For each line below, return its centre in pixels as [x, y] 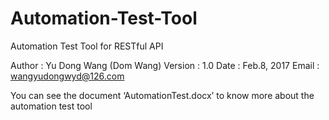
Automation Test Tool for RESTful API [87, 46]
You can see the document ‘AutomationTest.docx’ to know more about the [162, 95]
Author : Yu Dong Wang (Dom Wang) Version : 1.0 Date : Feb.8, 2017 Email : [165, 65]
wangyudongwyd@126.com [67, 76]
